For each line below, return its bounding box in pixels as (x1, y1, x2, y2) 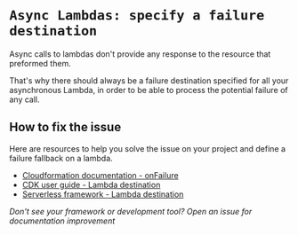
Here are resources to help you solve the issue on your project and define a (9, 143, 286, 153)
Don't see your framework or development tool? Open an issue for (9, 206, 253, 216)
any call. (9, 94, 40, 105)
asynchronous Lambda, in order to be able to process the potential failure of (9, 84, 288, 95)
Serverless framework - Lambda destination (21, 189, 184, 200)
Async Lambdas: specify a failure (9, 7, 265, 24)
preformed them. (9, 58, 71, 68)
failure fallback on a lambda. (9, 153, 113, 163)
